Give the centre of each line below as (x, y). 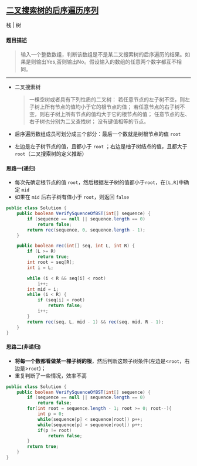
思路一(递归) (21, 168)
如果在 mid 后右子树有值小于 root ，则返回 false (72, 197)
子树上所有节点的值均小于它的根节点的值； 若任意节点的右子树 (104, 107)
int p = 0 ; (51, 414)
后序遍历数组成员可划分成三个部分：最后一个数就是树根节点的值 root (98, 134)
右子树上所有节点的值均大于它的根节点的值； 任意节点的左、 (118, 114)
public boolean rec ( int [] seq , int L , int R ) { (76, 246)
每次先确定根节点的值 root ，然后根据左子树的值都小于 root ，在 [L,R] (96, 182)
